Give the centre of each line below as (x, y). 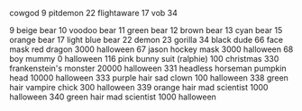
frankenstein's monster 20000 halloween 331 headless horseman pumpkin (148, 68)
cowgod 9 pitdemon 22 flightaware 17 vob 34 (94, 13)
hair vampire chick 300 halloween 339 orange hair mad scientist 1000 (139, 87)
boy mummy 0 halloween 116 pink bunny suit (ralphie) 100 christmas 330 (144, 59)
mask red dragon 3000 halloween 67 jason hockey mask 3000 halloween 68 (151, 49)
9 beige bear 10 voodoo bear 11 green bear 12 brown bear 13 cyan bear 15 (146, 30)
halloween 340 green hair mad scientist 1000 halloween (113, 97)
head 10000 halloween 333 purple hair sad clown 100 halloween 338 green (149, 78)
